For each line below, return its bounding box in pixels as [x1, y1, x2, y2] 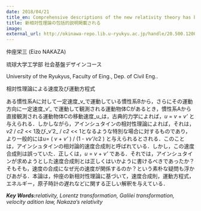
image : [6, 25, 23, 32]
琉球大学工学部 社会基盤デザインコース [6, 61, 102, 68]
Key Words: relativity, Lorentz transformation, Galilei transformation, [6, 192, 175, 199]
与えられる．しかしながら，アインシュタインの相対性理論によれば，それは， [6, 120, 194, 127]
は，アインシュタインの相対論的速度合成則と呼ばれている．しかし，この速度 [6, 143, 194, 150]
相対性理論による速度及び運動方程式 [6, 85, 96, 93]
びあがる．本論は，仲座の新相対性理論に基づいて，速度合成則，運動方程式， [6, 173, 194, 180]
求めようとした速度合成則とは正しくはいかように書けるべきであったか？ [16, 158, 195, 165]
